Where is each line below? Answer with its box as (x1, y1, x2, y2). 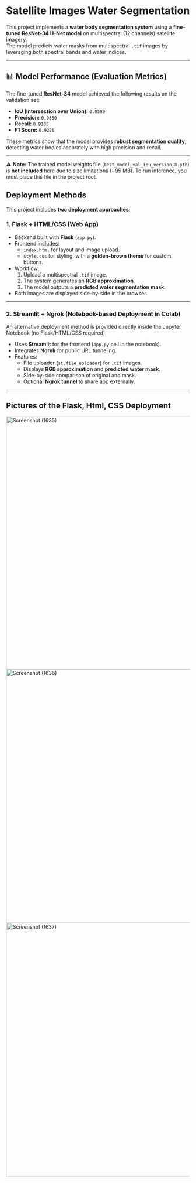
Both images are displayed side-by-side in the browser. (14, 289, 148, 296)
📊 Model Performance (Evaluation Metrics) (6, 71, 167, 81)
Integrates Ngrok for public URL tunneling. (14, 347, 117, 354)
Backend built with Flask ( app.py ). (14, 233, 96, 241)
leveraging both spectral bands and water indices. (6, 48, 127, 55)
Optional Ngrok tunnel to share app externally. (23, 378, 135, 385)
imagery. (6, 36, 27, 43)
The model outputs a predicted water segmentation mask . (23, 283, 166, 291)
